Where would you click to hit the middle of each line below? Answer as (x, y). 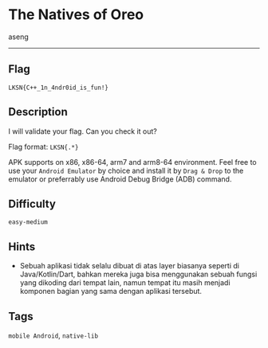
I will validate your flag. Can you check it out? (83, 131)
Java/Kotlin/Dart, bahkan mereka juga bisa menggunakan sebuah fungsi (138, 274)
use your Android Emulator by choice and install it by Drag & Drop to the (126, 170)
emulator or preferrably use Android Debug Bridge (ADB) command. (120, 179)
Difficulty (32, 203)
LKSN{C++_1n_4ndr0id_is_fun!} (59, 88)
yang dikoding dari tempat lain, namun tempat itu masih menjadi (125, 283)
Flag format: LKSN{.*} (43, 147)
